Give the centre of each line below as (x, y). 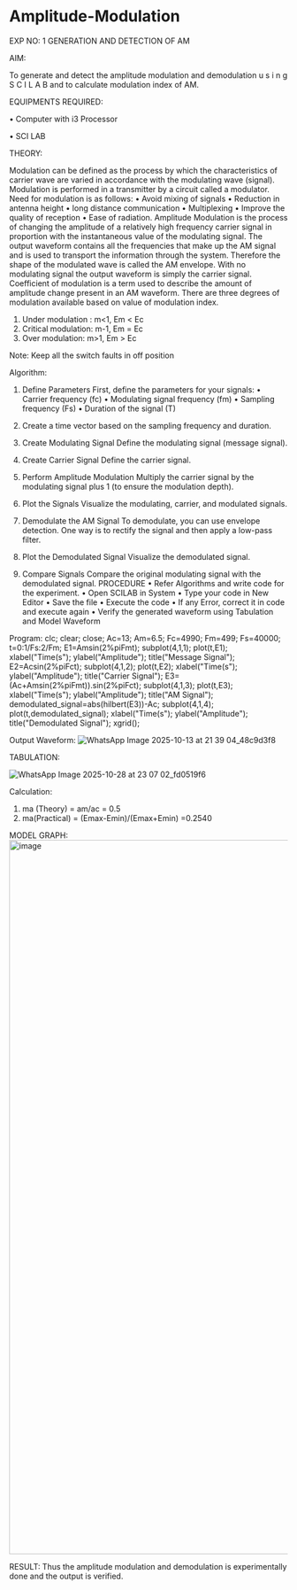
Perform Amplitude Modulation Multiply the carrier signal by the (138, 477)
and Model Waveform (61, 621)
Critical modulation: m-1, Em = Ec (83, 329)
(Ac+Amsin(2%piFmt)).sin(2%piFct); (75, 685)
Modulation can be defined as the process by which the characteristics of (144, 170)
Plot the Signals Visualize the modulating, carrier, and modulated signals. (154, 503)
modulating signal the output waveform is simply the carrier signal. (130, 274)
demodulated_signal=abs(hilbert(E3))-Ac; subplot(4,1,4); (111, 704)
